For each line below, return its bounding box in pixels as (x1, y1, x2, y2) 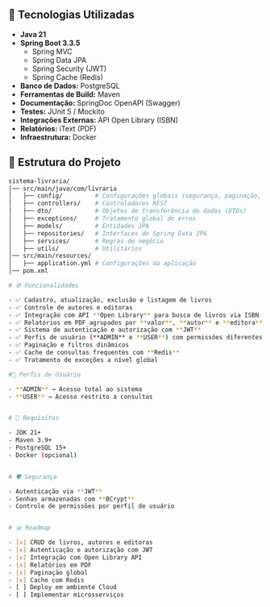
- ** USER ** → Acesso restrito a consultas (8, 393, 153, 401)
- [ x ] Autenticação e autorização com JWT (8, 546, 153, 554)
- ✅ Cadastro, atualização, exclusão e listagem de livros (8, 296, 212, 304)
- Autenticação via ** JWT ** (8, 487, 103, 496)
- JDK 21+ (8, 429, 42, 437)
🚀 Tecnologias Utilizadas (8, 8, 135, 22)
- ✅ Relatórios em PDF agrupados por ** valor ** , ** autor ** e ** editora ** (8, 318, 264, 326)
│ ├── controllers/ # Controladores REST (8, 199, 168, 208)
